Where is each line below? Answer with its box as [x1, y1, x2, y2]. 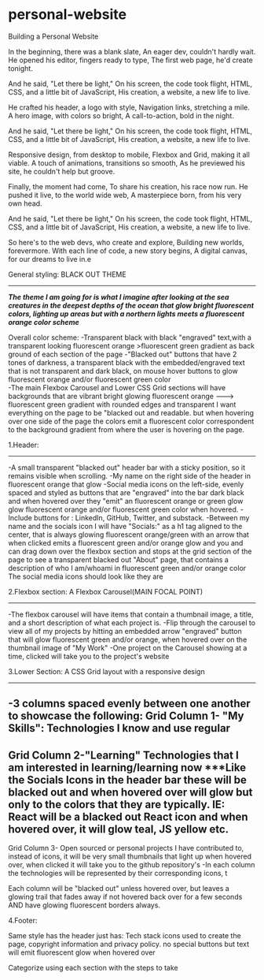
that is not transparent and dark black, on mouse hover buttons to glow [8, 366, 238, 375]
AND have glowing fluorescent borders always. [8, 900, 161, 910]
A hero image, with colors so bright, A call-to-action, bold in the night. [8, 110, 234, 120]
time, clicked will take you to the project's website [8, 651, 170, 661]
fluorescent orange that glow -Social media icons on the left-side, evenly [8, 479, 244, 489]
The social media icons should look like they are [8, 572, 163, 581]
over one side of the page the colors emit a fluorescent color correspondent [8, 416, 255, 426]
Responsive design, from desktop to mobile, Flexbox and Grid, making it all [8, 150, 250, 159]
